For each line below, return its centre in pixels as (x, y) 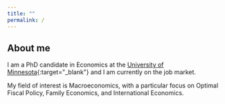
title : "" (21, 14)
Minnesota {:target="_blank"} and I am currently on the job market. (101, 72)
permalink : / (26, 20)
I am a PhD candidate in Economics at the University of (85, 65)
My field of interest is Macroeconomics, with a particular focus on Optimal (113, 86)
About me (29, 48)
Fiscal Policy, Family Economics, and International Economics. (96, 93)
